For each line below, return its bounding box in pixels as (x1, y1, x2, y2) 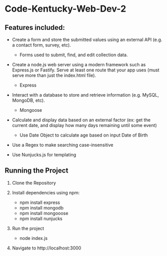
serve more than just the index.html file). (12, 72, 96, 78)
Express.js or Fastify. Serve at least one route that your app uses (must (12, 67, 159, 73)
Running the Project (5, 166, 69, 175)
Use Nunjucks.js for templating (12, 152, 77, 157)
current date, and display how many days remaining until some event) (12, 122, 157, 128)
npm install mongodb (19, 204, 64, 210)
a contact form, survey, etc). (12, 42, 71, 48)
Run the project (12, 225, 44, 231)
